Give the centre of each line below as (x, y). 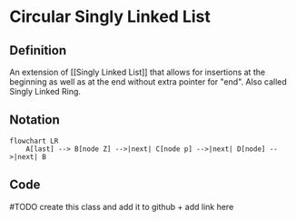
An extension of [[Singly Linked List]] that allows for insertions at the (138, 72)
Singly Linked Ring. (45, 91)
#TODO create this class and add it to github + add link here (122, 206)
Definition (38, 50)
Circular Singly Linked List (110, 17)
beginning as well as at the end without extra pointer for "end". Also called (148, 82)
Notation (35, 120)
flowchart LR (34, 141)
